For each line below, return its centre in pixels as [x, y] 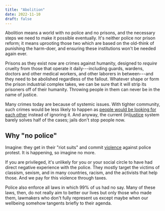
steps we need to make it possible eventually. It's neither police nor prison [80, 38]
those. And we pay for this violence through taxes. [56, 178]
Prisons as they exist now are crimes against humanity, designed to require [81, 63]
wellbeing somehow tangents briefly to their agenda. [59, 203]
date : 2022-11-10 [23, 14]
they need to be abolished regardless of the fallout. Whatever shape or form [82, 79]
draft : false [18, 19]
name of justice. [21, 95]
